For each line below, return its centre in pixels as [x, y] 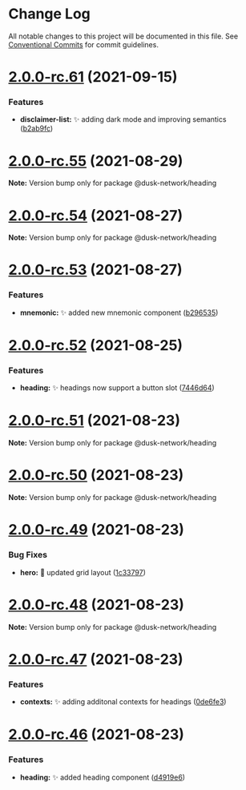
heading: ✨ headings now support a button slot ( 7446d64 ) [117, 388]
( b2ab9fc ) [36, 128]
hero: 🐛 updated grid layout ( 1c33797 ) [83, 572]
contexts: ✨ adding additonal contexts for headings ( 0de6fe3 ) [123, 702]
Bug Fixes [28, 555]
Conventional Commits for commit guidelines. [83, 44]
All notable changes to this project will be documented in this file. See [123, 36]
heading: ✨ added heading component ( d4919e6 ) [103, 777]
